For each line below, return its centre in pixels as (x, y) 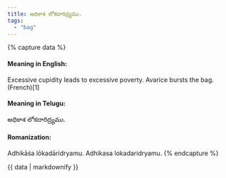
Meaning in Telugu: (37, 103)
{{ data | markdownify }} (43, 167)
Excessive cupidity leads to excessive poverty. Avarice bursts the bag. (111, 80)
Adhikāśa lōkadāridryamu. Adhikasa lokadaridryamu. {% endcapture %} (113, 153)
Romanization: (30, 137)
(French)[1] (24, 87)
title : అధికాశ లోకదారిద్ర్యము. (45, 14)
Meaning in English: (37, 63)
